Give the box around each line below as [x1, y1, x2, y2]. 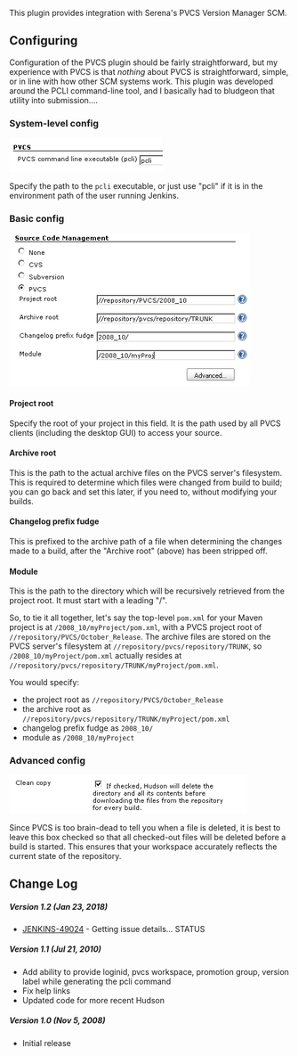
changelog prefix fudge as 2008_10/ [21, 723, 154, 733]
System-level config [9, 117, 100, 129]
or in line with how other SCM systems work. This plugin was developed [9, 76, 274, 86]
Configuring [9, 33, 78, 48]
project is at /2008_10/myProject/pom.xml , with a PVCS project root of [9, 622, 262, 633]
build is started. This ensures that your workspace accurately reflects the [9, 841, 278, 852]
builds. [9, 495, 34, 506]
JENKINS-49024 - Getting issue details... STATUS [21, 923, 205, 934]
